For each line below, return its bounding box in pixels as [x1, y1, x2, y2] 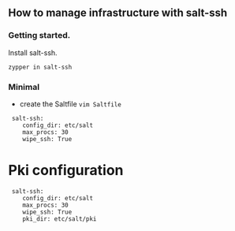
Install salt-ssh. [8, 47, 58, 58]
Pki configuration [8, 162, 124, 180]
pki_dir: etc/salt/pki [22, 214, 97, 223]
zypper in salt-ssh [8, 63, 73, 71]
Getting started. [8, 30, 71, 41]
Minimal [8, 81, 40, 92]
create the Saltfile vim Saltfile [19, 99, 122, 109]
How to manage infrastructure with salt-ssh [8, 6, 228, 20]
